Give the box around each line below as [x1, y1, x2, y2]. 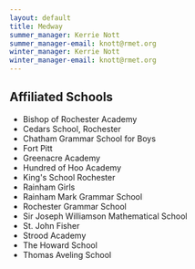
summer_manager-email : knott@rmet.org [9, 38, 157, 48]
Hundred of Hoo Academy [22, 161, 121, 173]
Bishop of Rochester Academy [22, 113, 138, 124]
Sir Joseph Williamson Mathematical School [22, 211, 188, 222]
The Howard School [22, 239, 98, 251]
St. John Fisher [22, 220, 80, 231]
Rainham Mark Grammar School [22, 191, 143, 202]
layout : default [9, 13, 71, 23]
